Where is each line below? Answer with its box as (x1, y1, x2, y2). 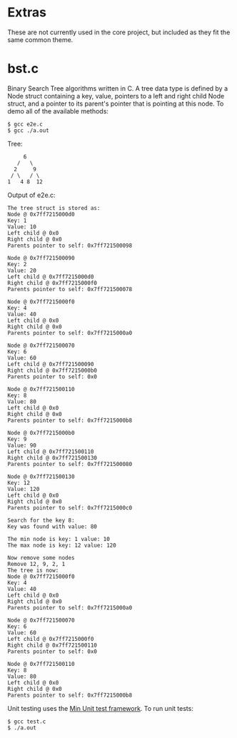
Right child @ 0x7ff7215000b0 (7, 367, 98, 374)
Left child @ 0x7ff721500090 (7, 360, 94, 368)
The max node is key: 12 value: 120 (7, 542, 116, 549)
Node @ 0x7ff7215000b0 (7, 429, 75, 436)
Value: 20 (7, 267, 37, 274)
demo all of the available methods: (7, 106, 109, 115)
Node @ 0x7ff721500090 (7, 254, 75, 261)
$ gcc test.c (7, 718, 46, 725)
